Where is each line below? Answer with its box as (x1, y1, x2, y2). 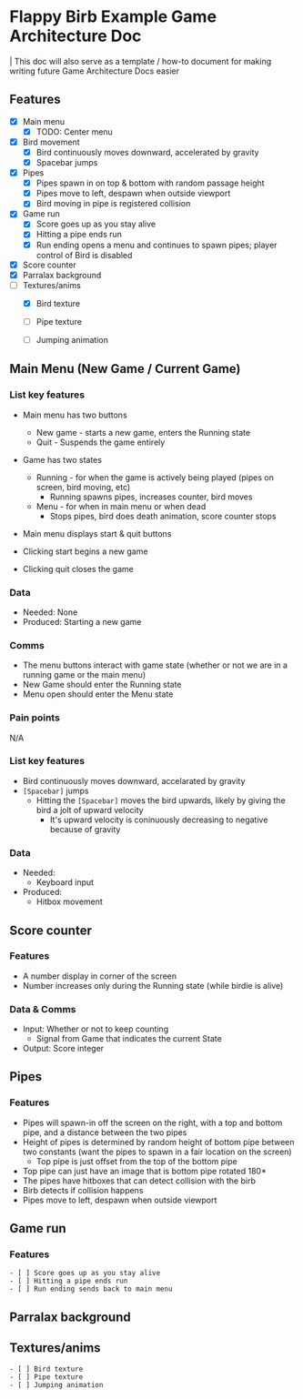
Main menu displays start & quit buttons (22, 528, 172, 538)
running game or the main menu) (22, 669, 146, 680)
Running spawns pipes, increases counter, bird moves (49, 491, 253, 502)
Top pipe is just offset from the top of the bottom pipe (35, 1155, 238, 1166)
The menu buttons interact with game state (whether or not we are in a (22, 659, 288, 670)
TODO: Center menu (35, 126, 114, 137)
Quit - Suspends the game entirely (35, 437, 166, 448)
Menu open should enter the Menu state (22, 689, 174, 699)
